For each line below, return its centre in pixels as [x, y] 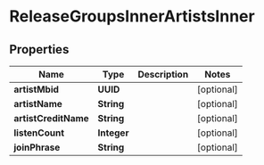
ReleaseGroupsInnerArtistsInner [132, 16]
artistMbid [37, 89]
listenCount [39, 133]
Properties [39, 49]
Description [163, 74]
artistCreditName [51, 118]
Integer [113, 133]
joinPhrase [37, 147]
